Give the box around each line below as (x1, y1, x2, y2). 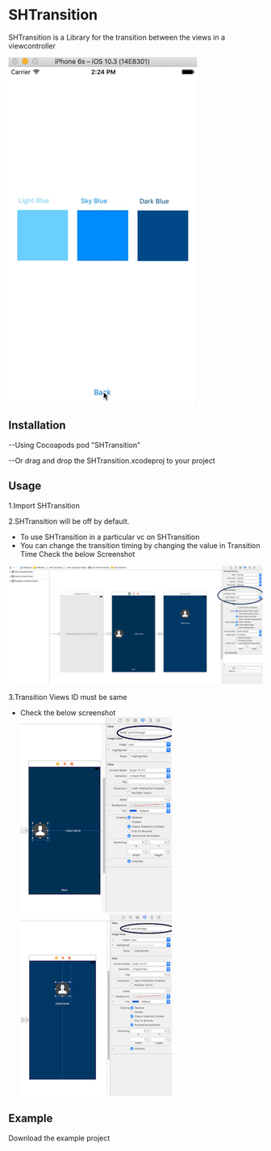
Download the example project (8, 1133, 110, 1143)
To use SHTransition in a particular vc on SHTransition (19, 532, 200, 542)
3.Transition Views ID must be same (8, 692, 127, 702)
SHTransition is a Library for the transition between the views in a (8, 32, 226, 42)
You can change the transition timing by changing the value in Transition (19, 540, 261, 550)
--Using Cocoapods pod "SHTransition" (8, 440, 141, 449)
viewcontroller (8, 40, 56, 50)
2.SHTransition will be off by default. (8, 516, 130, 526)
